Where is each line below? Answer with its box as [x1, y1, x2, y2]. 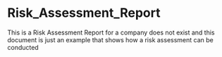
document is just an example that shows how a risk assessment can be [7, 35, 214, 44]
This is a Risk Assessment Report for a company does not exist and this [7, 28, 215, 37]
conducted [7, 43, 39, 51]
